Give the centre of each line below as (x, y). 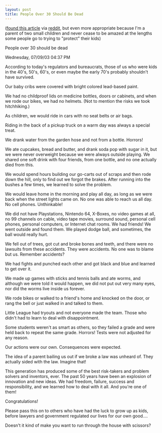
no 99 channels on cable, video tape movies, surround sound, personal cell (80, 219)
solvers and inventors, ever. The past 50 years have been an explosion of (78, 376)
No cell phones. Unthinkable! (34, 204)
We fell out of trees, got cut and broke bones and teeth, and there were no (79, 244)
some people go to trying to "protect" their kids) (53, 38)
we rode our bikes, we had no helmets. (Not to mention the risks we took (78, 101)
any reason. (17, 338)
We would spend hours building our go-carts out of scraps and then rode (78, 174)
